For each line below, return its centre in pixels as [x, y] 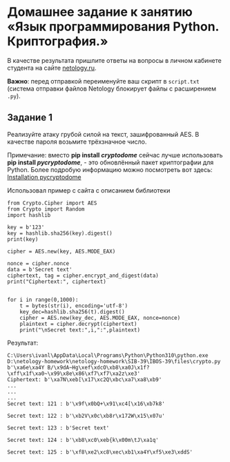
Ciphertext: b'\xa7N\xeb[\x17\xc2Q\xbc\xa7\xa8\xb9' [85, 379]
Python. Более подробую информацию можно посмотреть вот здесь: [110, 169]
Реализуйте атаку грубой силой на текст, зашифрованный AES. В [103, 134]
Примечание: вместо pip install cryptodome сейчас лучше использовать [115, 155]
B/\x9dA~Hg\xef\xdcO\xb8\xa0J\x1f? [98, 367]
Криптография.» [58, 41]
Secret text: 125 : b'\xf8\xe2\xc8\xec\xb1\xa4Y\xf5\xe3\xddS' [100, 452]
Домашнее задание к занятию [100, 12]
